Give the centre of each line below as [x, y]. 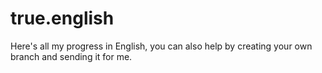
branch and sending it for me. [71, 56]
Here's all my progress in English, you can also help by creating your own [161, 46]
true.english [62, 18]
